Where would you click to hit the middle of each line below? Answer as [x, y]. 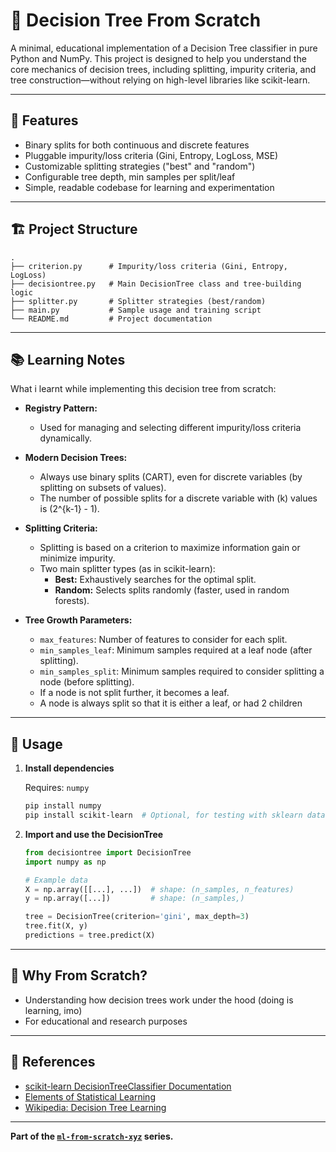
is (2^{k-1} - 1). [69, 509]
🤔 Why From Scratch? [79, 975]
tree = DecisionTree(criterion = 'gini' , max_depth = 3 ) [137, 917]
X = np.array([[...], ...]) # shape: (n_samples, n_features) [159, 889]
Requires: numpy [57, 788]
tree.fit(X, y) [56, 926]
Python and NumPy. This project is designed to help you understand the [158, 58]
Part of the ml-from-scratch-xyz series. [92, 1136]
